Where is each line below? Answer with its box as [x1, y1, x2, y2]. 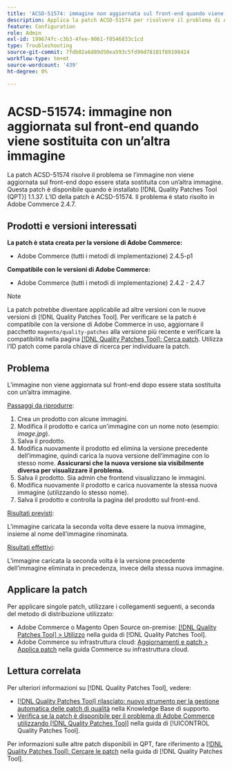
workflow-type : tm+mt [7, 55, 70, 62]
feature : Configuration [7, 23, 76, 30]
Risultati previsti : [7, 509, 55, 517]
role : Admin [7, 29, 41, 37]
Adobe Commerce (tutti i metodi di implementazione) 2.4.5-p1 [17, 252, 193, 260]
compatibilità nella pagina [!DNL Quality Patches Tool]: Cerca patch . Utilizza [7, 335, 223, 343]
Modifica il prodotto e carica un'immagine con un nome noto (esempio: [17, 423, 220, 431]
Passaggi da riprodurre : [7, 402, 75, 410]
